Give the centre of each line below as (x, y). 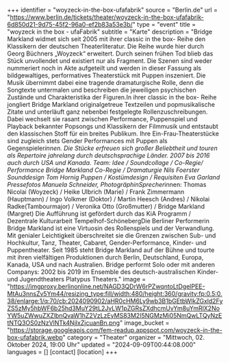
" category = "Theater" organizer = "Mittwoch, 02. (134, 337)
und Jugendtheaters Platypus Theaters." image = (76, 279)
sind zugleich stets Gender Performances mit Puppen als (87, 141)
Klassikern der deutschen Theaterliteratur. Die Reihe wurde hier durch (105, 46)
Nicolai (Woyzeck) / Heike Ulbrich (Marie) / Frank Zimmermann (96, 192)
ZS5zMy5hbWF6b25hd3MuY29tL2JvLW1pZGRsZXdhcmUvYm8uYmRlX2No (114, 308)
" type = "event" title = (164, 24)
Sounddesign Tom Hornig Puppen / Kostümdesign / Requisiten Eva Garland (114, 177)
